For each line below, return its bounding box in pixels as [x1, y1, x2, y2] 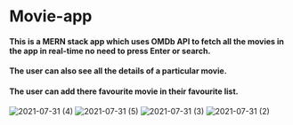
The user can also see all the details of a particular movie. [9, 66, 227, 76]
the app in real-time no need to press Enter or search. [9, 45, 211, 56]
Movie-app [9, 6, 93, 27]
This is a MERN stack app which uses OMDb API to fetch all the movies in [9, 35, 285, 46]
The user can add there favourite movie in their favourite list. [9, 86, 239, 97]
